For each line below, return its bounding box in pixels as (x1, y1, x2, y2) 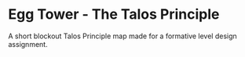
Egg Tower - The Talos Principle (8, 5, 220, 23)
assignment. (8, 39, 49, 48)
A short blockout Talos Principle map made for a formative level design (8, 31, 237, 41)
